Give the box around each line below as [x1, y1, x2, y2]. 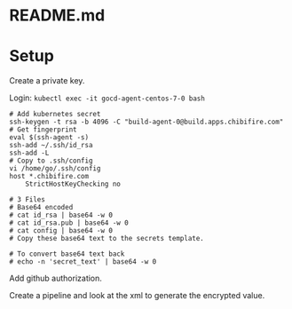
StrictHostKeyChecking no [25, 179, 122, 189]
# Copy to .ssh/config [9, 156, 93, 165]
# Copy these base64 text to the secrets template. [9, 234, 204, 243]
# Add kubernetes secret [9, 110, 101, 119]
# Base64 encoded [9, 203, 74, 212]
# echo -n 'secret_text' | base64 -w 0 [9, 257, 157, 266]
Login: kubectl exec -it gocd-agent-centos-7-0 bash [9, 92, 206, 103]
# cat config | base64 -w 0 [9, 226, 114, 235]
